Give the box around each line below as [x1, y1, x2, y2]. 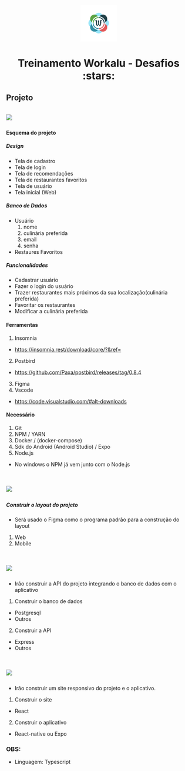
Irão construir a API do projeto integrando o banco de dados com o [14, 580, 177, 587]
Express [14, 638, 35, 645]
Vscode [14, 386, 33, 393]
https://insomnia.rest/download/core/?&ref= [14, 346, 122, 353]
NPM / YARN [14, 431, 46, 438]
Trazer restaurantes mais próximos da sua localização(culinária [14, 289, 168, 296]
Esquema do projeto [6, 129, 56, 136]
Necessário [6, 411, 35, 418]
